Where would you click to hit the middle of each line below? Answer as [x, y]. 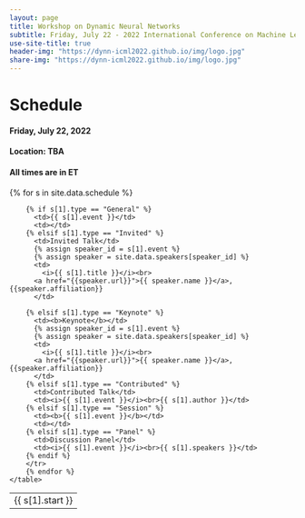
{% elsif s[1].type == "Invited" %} [95, 233]
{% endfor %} [50, 472]
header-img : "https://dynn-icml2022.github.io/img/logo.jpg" [128, 52]
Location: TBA [37, 152]
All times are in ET [44, 172]
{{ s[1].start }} [44, 500]
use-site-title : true [50, 43]
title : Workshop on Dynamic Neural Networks [95, 26]
